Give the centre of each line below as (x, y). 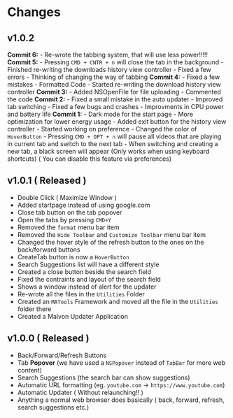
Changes (34, 12)
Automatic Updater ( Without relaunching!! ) (80, 392)
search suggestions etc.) (53, 407)
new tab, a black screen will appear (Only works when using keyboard (108, 151)
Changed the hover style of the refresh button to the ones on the (111, 242)
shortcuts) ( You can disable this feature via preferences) (90, 159)
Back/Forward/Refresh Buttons (62, 355)
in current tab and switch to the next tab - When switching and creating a (113, 144)
